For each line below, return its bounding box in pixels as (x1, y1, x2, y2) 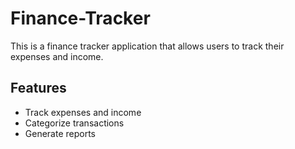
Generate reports (24, 127, 97, 139)
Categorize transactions (24, 117, 125, 129)
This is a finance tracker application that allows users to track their (10, 40, 285, 52)
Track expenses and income (24, 106, 142, 118)
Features (10, 80, 67, 97)
